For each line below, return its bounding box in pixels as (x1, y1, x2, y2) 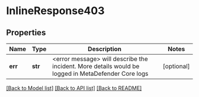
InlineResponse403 (6, 4, 105, 18)
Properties (6, 28, 46, 38)
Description (88, 45, 122, 53)
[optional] (162, 62, 190, 70)
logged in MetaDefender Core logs (52, 69, 149, 78)
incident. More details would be (52, 62, 140, 70)
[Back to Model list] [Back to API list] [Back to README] (6, 85, 142, 92)
